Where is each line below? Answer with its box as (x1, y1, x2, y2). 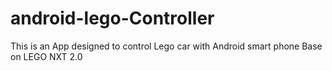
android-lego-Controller (10, 7, 215, 30)
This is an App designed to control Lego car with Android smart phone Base (10, 40, 323, 52)
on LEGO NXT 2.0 (10, 50, 83, 62)
